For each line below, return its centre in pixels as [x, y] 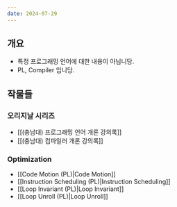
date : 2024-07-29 [32, 14]
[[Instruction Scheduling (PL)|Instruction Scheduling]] [94, 182]
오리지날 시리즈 [31, 115]
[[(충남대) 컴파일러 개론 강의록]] [60, 141]
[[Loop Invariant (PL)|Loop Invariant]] [70, 189]
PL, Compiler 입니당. [46, 70]
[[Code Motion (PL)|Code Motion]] [66, 174]
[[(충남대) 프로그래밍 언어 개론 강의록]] [69, 132]
